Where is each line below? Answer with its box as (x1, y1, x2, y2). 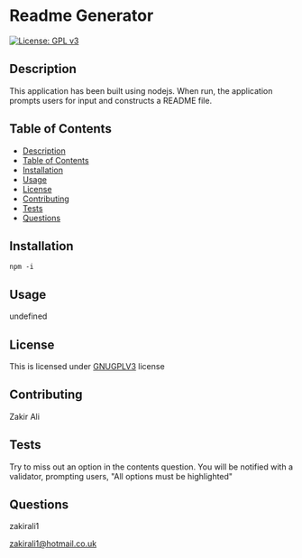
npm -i (9, 263, 34, 272)
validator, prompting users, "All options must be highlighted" (9, 470, 233, 481)
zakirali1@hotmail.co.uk (9, 538, 97, 549)
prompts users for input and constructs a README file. (9, 95, 213, 106)
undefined (9, 311, 48, 321)
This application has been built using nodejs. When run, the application (9, 85, 273, 96)
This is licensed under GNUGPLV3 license (9, 361, 165, 371)
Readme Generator (9, 5, 154, 26)
